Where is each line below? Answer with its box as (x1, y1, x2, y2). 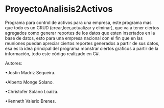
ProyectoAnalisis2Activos (5, 3, 113, 15)
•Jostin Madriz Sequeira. (5, 69, 56, 75)
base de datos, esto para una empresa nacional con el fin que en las (5, 35, 143, 41)
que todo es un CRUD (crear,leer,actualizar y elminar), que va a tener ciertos (5, 24, 159, 30)
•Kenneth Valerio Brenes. (5, 98, 56, 104)
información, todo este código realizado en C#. (5, 50, 100, 57)
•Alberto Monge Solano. (5, 79, 54, 85)
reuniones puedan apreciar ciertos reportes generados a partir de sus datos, (5, 40, 160, 46)
